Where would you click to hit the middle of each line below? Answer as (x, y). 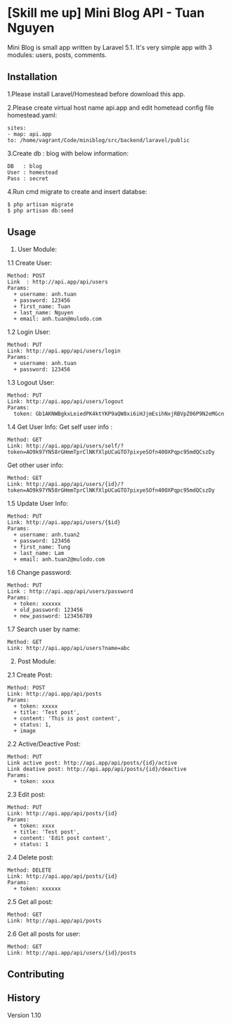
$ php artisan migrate (40, 204)
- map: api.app (29, 134)
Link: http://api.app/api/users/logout (66, 401)
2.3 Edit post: (26, 794)
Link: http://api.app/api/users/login (64, 351)
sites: (17, 128)
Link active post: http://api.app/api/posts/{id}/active (92, 763)
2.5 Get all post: (30, 901)
